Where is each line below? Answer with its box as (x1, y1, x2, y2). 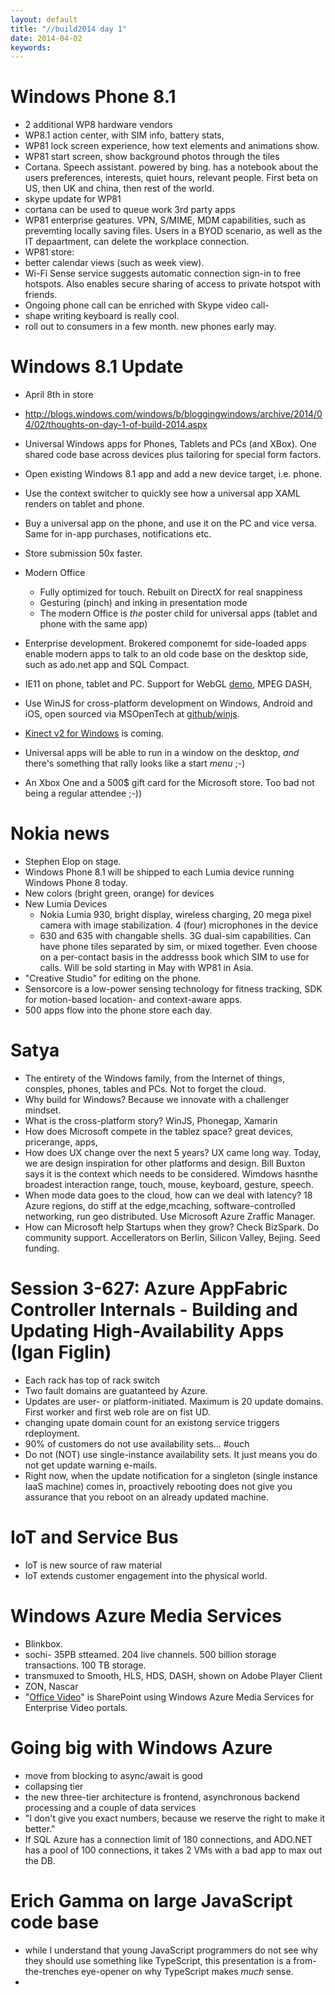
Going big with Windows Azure (10, 1737, 273, 1759)
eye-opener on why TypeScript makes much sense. (81, 1965, 294, 1977)
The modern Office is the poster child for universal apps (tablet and (39, 607, 318, 620)
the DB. (24, 1854, 57, 1866)
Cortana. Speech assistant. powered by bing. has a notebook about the (24, 161, 319, 173)
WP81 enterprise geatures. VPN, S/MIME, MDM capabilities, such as (24, 214, 307, 226)
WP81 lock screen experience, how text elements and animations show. (24, 140, 320, 152)
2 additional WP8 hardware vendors (24, 119, 173, 131)
